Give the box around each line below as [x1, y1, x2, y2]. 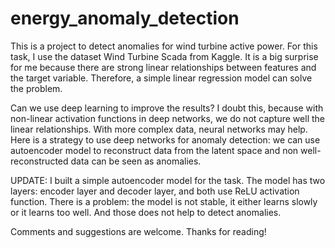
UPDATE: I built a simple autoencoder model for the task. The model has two [10, 174, 326, 186]
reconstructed [10, 155, 69, 167]
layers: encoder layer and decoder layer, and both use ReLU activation [10, 185, 300, 197]
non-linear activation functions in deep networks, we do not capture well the [10, 112, 325, 124]
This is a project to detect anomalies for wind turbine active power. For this [10, 40, 318, 52]
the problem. [10, 82, 63, 94]
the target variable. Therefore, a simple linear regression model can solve [10, 72, 313, 84]
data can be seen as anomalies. [70, 155, 202, 167]
